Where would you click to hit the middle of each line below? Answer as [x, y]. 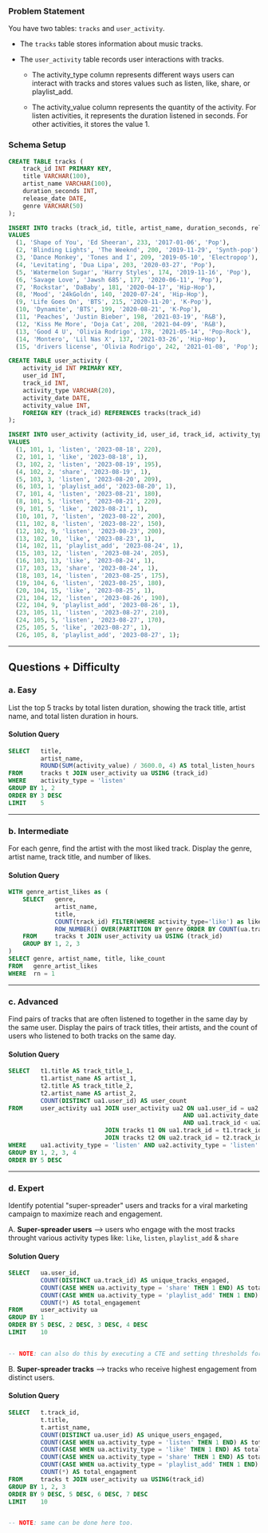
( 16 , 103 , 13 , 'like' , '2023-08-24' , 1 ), [85, 561]
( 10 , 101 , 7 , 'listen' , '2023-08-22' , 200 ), [91, 516]
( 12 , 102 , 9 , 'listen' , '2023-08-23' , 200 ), [91, 531]
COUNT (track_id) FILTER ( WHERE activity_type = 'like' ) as [150, 922]
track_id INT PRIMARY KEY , [67, 169]
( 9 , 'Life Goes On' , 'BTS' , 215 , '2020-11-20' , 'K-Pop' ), [114, 302]
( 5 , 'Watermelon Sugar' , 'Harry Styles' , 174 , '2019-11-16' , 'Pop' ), [133, 272]
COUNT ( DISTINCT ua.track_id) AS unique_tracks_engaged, [135, 1280]
